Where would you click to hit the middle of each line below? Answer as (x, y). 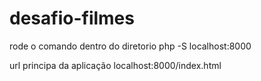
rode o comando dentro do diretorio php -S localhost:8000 (130, 46)
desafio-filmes (72, 18)
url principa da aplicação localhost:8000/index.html (115, 65)
